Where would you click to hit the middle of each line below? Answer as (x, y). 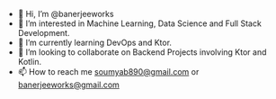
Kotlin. (30, 62)
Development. (44, 33)
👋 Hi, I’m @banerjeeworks (66, 14)
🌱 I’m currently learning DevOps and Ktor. (95, 42)
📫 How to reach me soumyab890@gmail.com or (108, 72)
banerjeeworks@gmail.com (68, 85)
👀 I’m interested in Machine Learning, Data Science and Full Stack (140, 23)
